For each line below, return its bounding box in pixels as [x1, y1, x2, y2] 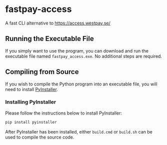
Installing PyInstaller [5, 98, 56, 105]
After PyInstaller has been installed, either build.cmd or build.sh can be [5, 128, 152, 134]
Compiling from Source [5, 67, 79, 76]
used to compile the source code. [5, 134, 74, 140]
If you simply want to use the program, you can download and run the [5, 47, 149, 53]
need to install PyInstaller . [5, 86, 58, 92]
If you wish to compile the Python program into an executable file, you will [5, 81, 157, 87]
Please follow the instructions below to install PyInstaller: [5, 110, 122, 116]
